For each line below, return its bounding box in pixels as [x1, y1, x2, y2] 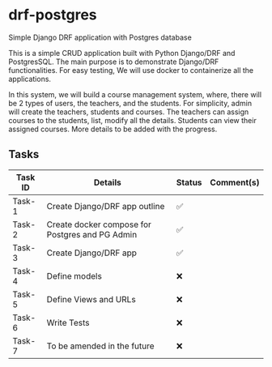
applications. [8, 74, 51, 83]
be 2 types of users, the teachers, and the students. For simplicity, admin [8, 98, 253, 108]
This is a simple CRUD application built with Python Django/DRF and [8, 48, 236, 58]
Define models [46, 270, 103, 281]
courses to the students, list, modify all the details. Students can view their [8, 115, 257, 125]
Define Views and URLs [46, 293, 136, 305]
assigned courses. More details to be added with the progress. [8, 124, 218, 134]
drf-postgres [8, 6, 97, 24]
